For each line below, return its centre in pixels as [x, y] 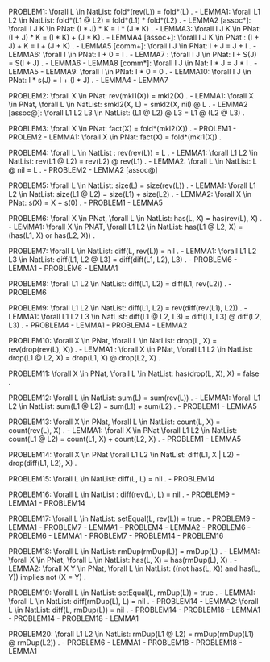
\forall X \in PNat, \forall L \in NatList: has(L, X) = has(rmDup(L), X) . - [123, 560]
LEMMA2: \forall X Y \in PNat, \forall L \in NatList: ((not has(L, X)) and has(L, [134, 568]
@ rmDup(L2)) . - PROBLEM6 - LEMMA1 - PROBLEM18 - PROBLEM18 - [125, 643]
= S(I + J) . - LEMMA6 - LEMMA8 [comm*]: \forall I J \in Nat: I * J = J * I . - [133, 63]
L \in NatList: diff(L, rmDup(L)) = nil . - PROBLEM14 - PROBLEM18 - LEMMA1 [134, 610]
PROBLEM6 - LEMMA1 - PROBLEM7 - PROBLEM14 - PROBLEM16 [116, 536]
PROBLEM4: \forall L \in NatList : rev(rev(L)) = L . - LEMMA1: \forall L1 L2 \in [133, 153]
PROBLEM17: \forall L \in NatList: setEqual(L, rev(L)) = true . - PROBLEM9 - [132, 518]
